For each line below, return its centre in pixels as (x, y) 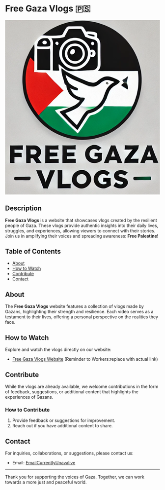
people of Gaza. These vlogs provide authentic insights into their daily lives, (82, 226)
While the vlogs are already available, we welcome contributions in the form (82, 386)
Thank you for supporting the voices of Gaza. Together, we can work (75, 477)
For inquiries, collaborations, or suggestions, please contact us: (69, 453)
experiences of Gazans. (29, 397)
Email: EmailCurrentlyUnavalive (44, 463)
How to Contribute (27, 410)
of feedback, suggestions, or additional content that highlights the (72, 392)
